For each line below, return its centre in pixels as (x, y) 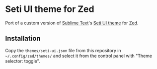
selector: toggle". (23, 61)
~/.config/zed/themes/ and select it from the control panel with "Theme (79, 56)
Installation (23, 38)
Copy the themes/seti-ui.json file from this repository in (63, 50)
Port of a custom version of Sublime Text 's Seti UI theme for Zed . (72, 23)
